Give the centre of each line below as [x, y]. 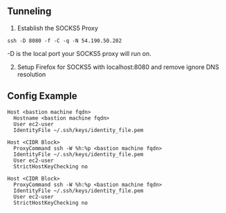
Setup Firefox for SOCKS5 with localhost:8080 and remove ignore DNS [118, 67]
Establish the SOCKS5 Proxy [58, 28]
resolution [31, 74]
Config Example [42, 96]
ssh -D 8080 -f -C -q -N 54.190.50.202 [65, 41]
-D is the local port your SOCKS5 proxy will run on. [79, 53]
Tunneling [29, 11]
